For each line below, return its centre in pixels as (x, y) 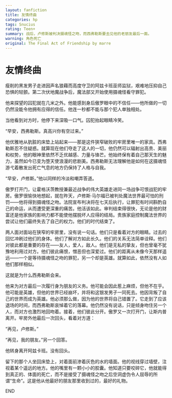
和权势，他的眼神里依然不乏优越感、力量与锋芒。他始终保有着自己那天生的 (84, 155)
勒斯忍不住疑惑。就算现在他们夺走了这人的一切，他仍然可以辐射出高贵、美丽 (86, 148)
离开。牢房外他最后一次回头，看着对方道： (50, 318)
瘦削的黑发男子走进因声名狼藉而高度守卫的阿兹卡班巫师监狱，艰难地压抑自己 (86, 86)
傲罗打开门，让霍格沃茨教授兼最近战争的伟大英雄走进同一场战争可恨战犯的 (84, 189)
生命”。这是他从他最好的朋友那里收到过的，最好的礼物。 (71, 381)
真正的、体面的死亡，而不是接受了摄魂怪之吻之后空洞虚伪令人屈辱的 (81, 374)
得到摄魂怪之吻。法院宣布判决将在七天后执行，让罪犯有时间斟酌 (95, 202)
